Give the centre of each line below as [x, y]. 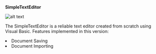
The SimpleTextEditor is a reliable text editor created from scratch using [78, 26]
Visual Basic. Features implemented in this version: [57, 31]
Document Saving [30, 41]
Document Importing [32, 46]
